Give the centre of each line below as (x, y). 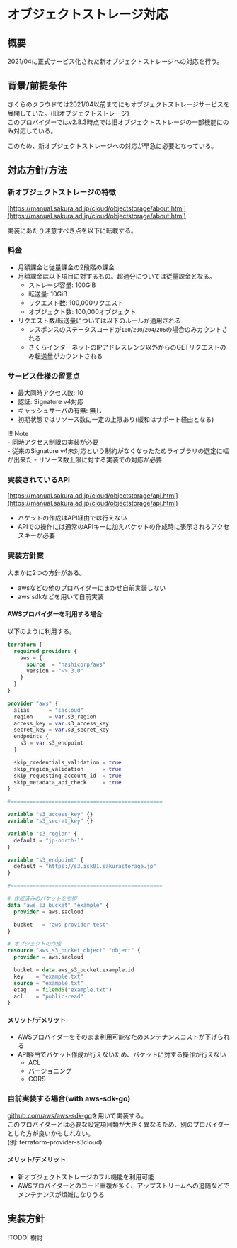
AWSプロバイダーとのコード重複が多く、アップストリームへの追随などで (123, 1186)
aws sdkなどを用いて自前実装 (60, 596)
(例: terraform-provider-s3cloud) (55, 1142)
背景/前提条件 (37, 86)
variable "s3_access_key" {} (50, 815)
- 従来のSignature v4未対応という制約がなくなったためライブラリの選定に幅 (118, 451)
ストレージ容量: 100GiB (62, 285)
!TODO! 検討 (25, 1237)
